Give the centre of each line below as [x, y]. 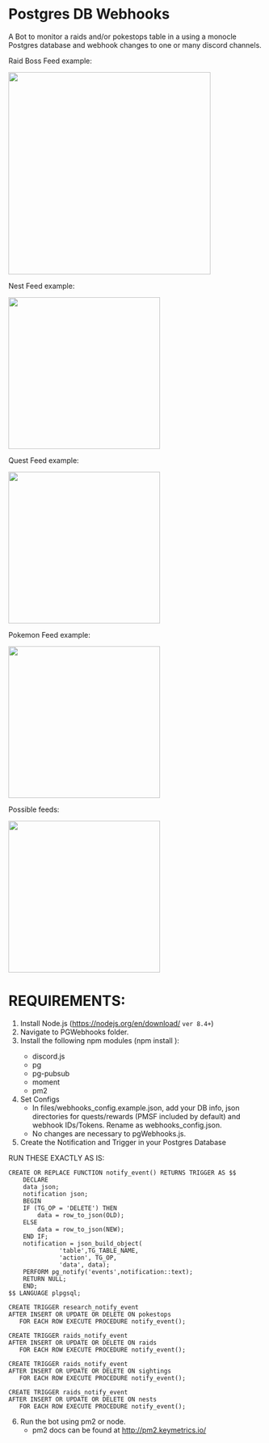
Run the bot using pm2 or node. [73, 1421]
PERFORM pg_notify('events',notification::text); [108, 1271]
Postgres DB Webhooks [89, 14]
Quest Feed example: [44, 460]
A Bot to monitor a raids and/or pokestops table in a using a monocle [122, 36]
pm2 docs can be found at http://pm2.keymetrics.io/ [119, 1430]
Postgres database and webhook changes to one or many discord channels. [135, 45]
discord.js [48, 1056]
